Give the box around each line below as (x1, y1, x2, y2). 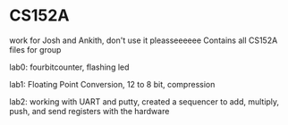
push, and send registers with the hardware (9, 105, 170, 116)
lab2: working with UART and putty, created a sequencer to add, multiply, (9, 96, 280, 107)
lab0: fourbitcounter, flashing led (9, 62, 130, 72)
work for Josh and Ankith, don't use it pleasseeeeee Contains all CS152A (9, 35, 278, 46)
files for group (9, 44, 62, 54)
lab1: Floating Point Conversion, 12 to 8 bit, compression (9, 79, 216, 89)
